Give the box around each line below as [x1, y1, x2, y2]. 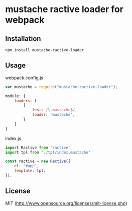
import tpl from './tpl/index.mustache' [5, 150, 91, 155]
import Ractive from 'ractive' [5, 145, 71, 150]
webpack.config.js [5, 75, 44, 81]
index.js [5, 135, 22, 142]
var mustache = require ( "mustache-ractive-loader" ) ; [5, 84, 118, 89]
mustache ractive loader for [5, 4, 124, 15]
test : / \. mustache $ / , [32, 107, 78, 113]
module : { [5, 93, 26, 99]
